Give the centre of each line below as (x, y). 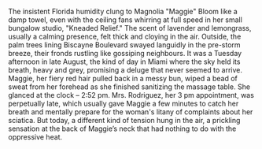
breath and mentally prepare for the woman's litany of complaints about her (131, 112)
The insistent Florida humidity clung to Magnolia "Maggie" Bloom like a (123, 11)
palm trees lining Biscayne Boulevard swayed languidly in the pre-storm (125, 45)
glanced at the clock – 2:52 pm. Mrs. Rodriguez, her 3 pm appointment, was (131, 95)
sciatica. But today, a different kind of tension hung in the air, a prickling (124, 120)
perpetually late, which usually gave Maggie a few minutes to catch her (124, 103)
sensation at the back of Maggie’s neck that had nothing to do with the (122, 129)
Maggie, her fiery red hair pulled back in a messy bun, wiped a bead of (123, 78)
